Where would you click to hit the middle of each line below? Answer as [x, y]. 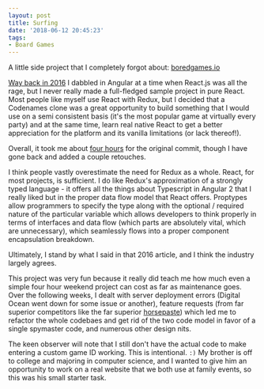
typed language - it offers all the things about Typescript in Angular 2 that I [130, 189]
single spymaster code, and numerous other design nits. [100, 329]
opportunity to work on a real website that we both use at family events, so [130, 369]
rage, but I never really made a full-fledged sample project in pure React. [126, 91]
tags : [17, 38]
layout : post [30, 15]
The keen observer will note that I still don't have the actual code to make [128, 344]
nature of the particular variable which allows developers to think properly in [132, 214]
